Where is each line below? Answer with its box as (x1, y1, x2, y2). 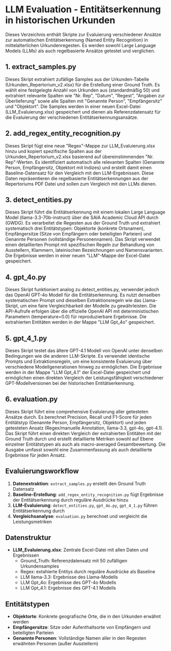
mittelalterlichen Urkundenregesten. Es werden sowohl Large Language (5, 42, 156, 48)
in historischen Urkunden (5, 14, 116, 26)
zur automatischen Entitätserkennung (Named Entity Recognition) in (5, 37, 148, 43)
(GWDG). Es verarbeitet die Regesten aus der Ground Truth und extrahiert (5, 220, 161, 226)
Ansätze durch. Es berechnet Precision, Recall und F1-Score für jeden (5, 414, 152, 420)
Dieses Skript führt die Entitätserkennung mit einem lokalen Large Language (5, 209, 166, 215)
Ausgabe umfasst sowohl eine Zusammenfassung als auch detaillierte (5, 446, 152, 452)
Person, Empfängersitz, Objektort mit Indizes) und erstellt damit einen (5, 164, 152, 170)
